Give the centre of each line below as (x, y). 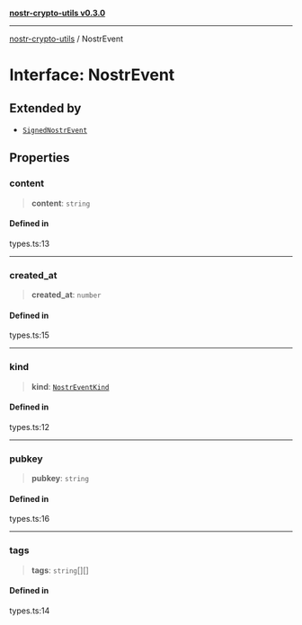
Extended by (45, 108)
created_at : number (66, 295)
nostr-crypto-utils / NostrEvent (67, 39)
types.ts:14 (30, 611)
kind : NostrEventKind (70, 386)
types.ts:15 (29, 335)
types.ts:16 (30, 519)
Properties (40, 158)
